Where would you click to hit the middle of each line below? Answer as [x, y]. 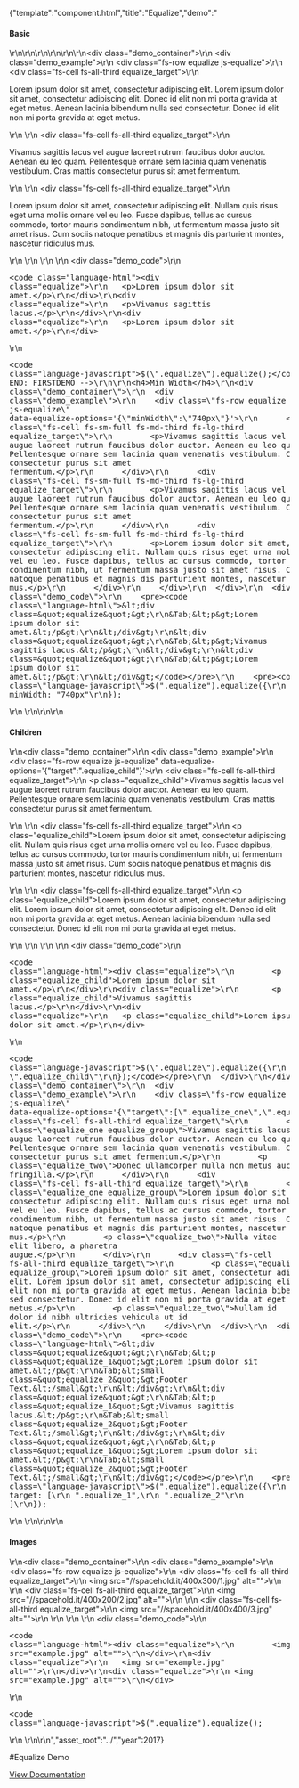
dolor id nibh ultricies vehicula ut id [99, 1317]
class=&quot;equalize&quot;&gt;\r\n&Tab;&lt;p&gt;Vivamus [138, 641]
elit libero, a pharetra [63, 1246]
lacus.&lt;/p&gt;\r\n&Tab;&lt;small [89, 1415]
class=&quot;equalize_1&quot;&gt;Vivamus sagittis [122, 1406]
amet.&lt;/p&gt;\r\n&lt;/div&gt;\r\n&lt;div [108, 633]
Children [25, 732]
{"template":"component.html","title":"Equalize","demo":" [113, 13]
